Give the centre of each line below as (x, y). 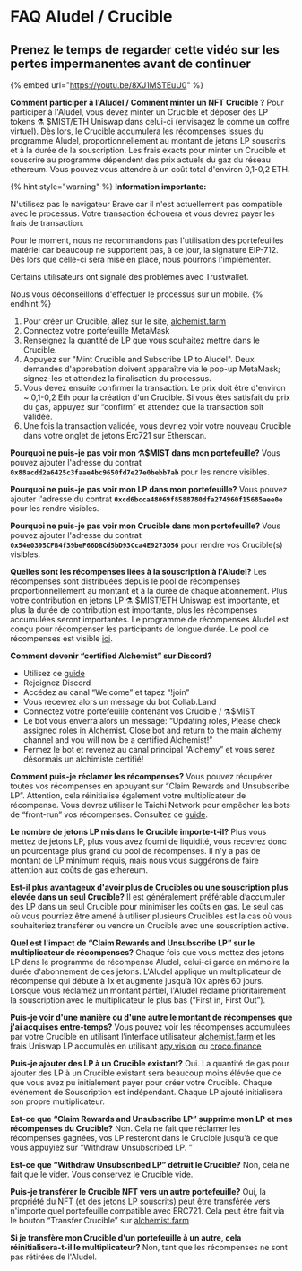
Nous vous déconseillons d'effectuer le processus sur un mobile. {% (137, 294)
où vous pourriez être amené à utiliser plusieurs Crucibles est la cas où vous (151, 916)
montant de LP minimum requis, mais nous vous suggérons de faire (134, 860)
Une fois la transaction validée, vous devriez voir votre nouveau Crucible (157, 426)
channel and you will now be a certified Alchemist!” (118, 740)
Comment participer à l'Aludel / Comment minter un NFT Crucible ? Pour (147, 102)
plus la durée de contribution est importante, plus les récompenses (134, 610)
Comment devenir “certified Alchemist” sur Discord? (111, 656)
